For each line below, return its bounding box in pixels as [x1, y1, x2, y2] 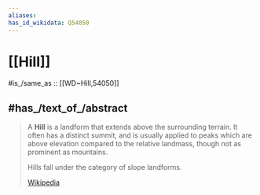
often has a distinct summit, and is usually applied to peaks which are [27, 131, 253, 140]
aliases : [8, 11, 37, 20]
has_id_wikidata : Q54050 [8, 19, 90, 27]
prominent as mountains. [27, 147, 108, 157]
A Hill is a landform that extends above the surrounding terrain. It [27, 123, 238, 132]
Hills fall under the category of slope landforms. [27, 163, 182, 172]
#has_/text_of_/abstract [8, 101, 128, 115]
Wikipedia [27, 178, 60, 187]
